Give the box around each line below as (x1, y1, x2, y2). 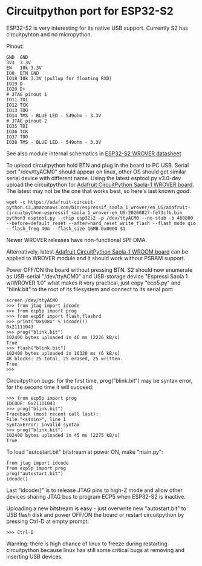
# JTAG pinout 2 (6, 118, 47, 124)
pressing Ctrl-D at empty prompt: (6, 517, 90, 525)
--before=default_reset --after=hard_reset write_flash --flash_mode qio (6, 220, 197, 226)
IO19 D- (6, 81, 26, 87)
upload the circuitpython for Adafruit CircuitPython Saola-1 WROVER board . (6, 181, 195, 188)
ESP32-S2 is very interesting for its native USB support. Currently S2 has (6, 24, 189, 32)
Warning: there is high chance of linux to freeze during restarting (6, 540, 168, 547)
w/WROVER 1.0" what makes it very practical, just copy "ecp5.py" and (6, 279, 181, 286)
